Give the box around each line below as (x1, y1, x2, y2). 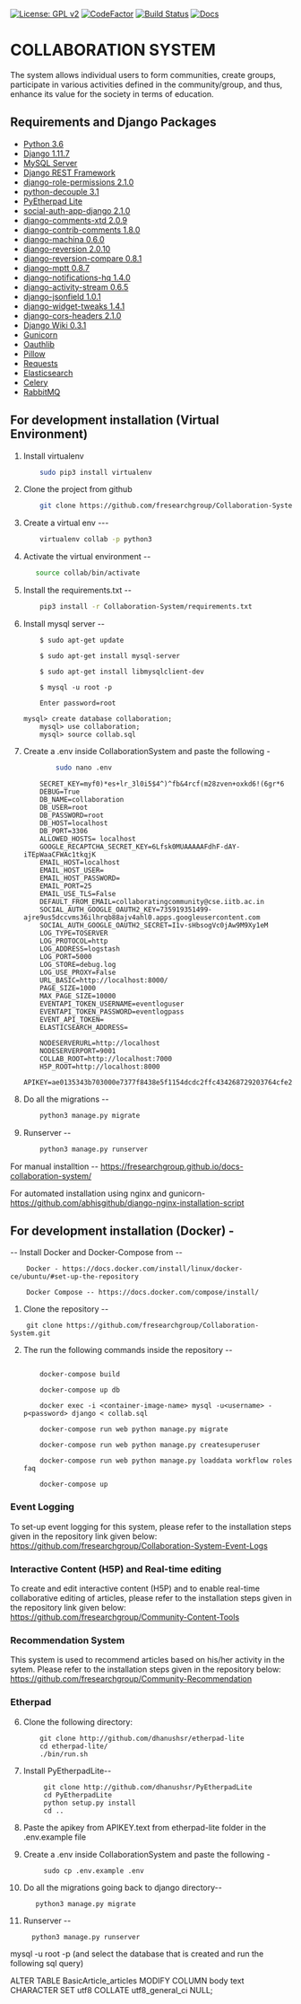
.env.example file (22, 1832, 87, 1842)
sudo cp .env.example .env (43, 1866, 144, 1876)
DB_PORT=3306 (39, 826, 89, 835)
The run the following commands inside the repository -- (22, 1345, 233, 1356)
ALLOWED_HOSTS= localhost (39, 834, 137, 843)
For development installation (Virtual (10, 413, 219, 428)
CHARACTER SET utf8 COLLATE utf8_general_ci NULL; (10, 1984, 213, 1995)
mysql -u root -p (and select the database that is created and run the (10, 1948, 264, 1959)
